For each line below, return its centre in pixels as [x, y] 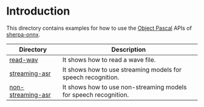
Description [129, 49]
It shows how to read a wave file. [109, 60]
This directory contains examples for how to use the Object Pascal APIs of [99, 28]
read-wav [24, 60]
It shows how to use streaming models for [122, 69]
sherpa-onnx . [23, 34]
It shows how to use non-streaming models [125, 87]
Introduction [38, 11]
